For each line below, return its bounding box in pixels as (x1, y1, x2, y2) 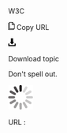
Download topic (8, 54, 60, 64)
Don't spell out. (8, 69, 58, 79)
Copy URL (16, 23, 50, 32)
